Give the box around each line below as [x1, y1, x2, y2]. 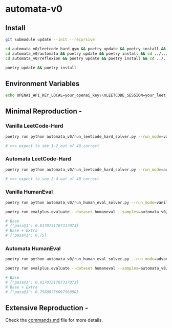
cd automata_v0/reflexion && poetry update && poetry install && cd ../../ [5, 56, 170, 61]
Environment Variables [5, 79, 80, 88]
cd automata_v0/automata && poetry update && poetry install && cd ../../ [5, 51, 168, 56]
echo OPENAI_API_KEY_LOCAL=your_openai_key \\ [5, 93, 104, 98]
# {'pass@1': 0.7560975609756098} [5, 289, 79, 295]
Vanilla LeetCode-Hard [5, 122, 63, 130]
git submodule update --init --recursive [5, 37, 95, 42]
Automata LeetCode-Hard [5, 155, 72, 162]
